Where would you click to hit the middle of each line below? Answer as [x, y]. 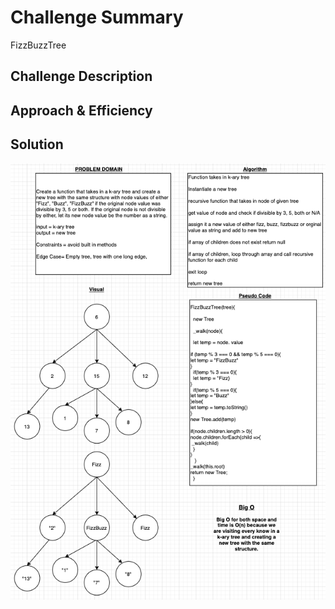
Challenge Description [81, 76]
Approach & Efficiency [81, 110]
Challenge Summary [97, 17]
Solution [37, 144]
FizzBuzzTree [38, 45]
